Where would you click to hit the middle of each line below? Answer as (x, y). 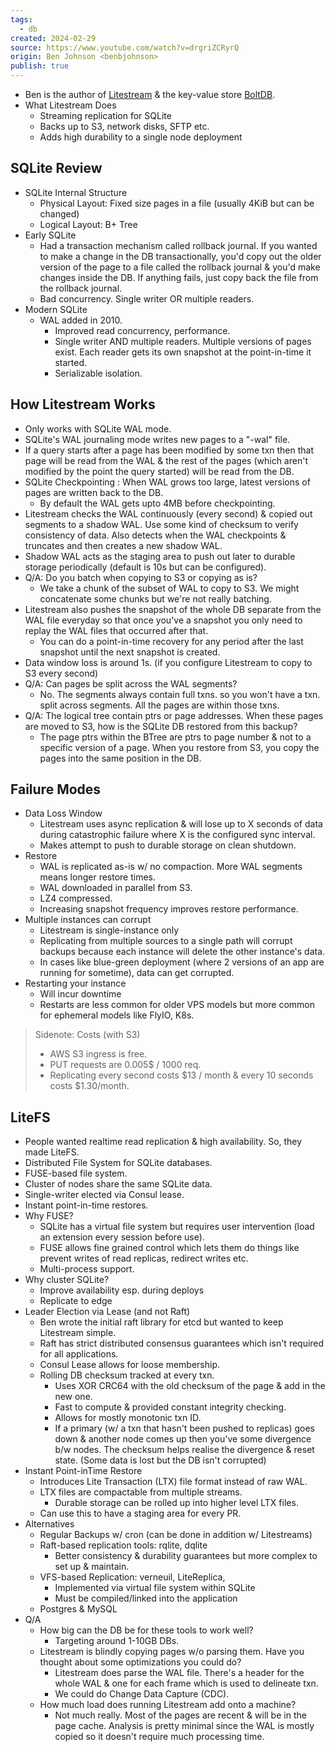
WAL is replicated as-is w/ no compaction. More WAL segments (171, 867)
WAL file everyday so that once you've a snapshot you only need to (163, 620)
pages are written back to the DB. (94, 492)
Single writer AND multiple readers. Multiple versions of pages (183, 341)
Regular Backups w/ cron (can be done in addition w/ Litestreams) (176, 1535)
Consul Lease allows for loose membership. (130, 1365)
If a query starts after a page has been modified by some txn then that (169, 450)
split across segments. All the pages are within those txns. (159, 705)
